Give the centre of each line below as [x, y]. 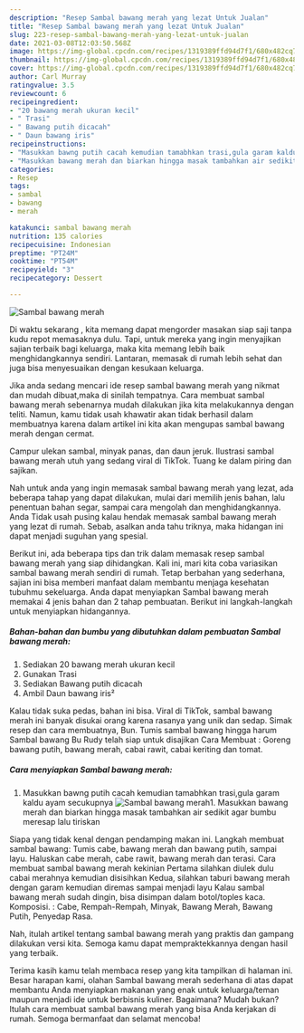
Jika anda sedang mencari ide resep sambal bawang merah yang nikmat [145, 385]
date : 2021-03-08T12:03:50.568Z [70, 43]
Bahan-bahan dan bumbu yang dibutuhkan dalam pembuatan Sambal [145, 632]
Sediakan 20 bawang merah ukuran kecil [99, 664]
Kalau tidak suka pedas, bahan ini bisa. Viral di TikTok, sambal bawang [141, 711]
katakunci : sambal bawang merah [70, 227]
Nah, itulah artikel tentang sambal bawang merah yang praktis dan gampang [152, 933]
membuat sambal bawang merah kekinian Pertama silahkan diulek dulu [142, 868]
